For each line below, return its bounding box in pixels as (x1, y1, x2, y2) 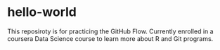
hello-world (7, 4, 77, 20)
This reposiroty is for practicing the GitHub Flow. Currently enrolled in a (7, 27, 214, 35)
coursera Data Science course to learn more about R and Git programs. (7, 34, 214, 42)
